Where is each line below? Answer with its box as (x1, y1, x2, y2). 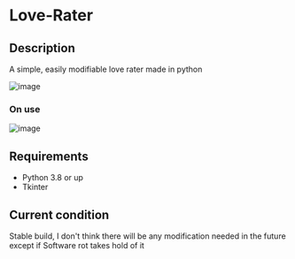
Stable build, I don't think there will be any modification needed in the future (9, 231, 286, 241)
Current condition (9, 207, 110, 222)
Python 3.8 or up (21, 172, 84, 183)
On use (9, 103, 41, 115)
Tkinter (21, 182, 49, 193)
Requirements (9, 149, 89, 164)
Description (9, 41, 75, 56)
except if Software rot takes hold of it (9, 240, 144, 250)
